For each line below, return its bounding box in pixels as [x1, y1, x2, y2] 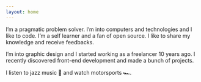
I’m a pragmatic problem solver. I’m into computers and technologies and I [5, 26, 192, 33]
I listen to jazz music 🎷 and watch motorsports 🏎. [5, 69, 132, 76]
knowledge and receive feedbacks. [5, 38, 94, 46]
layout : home [5, 9, 39, 15]
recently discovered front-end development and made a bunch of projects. [5, 56, 194, 64]
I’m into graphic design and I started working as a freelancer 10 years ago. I [5, 50, 196, 58]
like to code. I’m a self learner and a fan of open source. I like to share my [5, 32, 191, 39]
